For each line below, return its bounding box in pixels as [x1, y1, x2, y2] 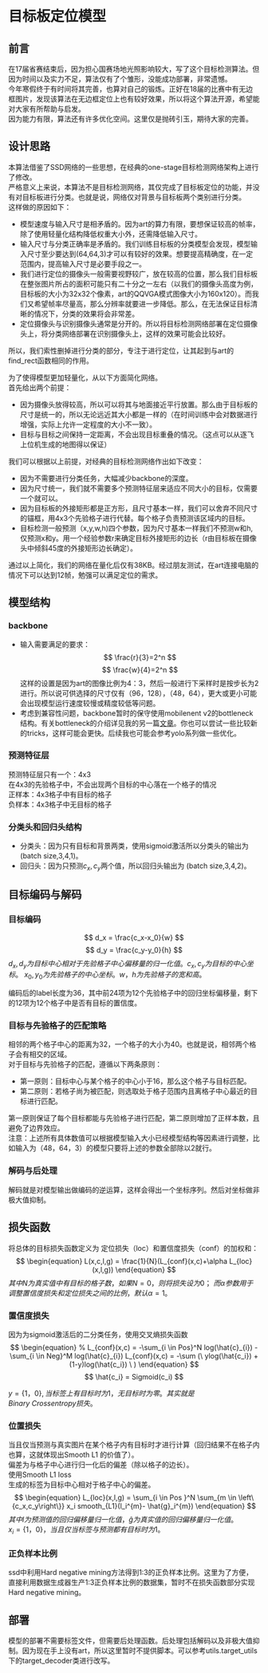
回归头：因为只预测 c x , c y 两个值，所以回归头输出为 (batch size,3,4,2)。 [19, 861, 251, 872]
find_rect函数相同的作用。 [8, 356, 94, 365]
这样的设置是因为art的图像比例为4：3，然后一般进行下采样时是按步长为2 [19, 678, 259, 688]
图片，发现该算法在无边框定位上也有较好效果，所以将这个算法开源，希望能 [14, 94, 260, 104]
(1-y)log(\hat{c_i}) [69, 1359, 128, 1369]
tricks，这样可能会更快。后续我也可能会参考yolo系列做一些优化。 [26, 728, 242, 738]
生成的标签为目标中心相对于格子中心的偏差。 [8, 1480, 156, 1490]
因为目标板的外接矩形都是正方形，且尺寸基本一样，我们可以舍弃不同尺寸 [19, 503, 258, 513]
